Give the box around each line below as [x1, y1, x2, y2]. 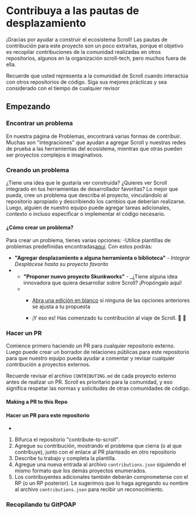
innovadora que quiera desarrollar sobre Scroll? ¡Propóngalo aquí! [23, 280, 183, 287]
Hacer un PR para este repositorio [6, 411, 90, 418]
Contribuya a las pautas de [6, 4, 139, 18]
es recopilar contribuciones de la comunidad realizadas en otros [6, 48, 161, 55]
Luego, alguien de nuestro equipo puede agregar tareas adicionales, [6, 204, 171, 211]
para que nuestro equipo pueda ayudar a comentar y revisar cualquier [6, 355, 176, 362]
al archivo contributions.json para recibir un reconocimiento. [14, 486, 164, 493]
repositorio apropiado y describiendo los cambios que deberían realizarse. [6, 198, 186, 205]
